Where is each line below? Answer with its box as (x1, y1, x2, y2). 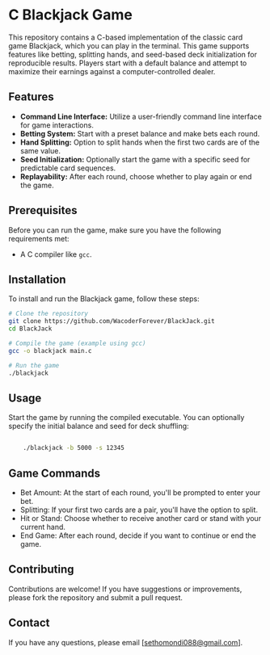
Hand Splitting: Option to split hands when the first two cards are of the (19, 137, 260, 147)
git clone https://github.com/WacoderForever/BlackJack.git (8, 317, 216, 325)
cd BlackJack (8, 325, 53, 333)
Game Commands (8, 466, 101, 480)
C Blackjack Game (8, 6, 133, 24)
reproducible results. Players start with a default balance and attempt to (8, 58, 247, 68)
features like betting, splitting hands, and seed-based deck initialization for (8, 49, 257, 59)
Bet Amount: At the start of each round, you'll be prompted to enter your (19, 488, 261, 498)
